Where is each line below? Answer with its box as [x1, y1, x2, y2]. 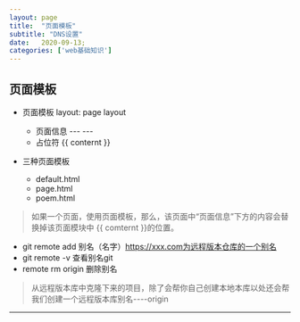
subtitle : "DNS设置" [9, 29, 83, 38]
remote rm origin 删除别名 [21, 263, 118, 274]
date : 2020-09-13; [9, 37, 87, 47]
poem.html [35, 193, 76, 203]
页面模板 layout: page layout [21, 106, 127, 117]
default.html [35, 173, 80, 184]
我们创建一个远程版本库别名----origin [30, 293, 169, 304]
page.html [35, 183, 73, 194]
